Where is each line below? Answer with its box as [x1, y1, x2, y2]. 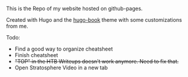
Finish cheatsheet [14, 52, 59, 58]
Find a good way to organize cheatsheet [14, 45, 114, 52]
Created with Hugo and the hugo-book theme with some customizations [6, 16, 182, 23]
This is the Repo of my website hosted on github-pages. [6, 5, 143, 12]
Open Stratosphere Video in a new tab [14, 64, 108, 71]
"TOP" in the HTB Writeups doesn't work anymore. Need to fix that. [14, 58, 179, 65]
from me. [6, 23, 28, 29]
